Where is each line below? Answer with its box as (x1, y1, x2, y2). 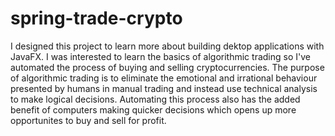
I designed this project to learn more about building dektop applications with (10, 40, 325, 52)
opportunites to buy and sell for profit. (10, 114, 167, 126)
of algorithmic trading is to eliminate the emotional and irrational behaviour (10, 72, 318, 84)
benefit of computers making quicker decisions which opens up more (10, 103, 297, 116)
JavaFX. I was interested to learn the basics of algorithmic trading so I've (10, 50, 311, 62)
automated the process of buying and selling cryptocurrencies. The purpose (10, 61, 325, 73)
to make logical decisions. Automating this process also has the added (10, 93, 301, 105)
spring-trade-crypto (10, 7, 183, 30)
